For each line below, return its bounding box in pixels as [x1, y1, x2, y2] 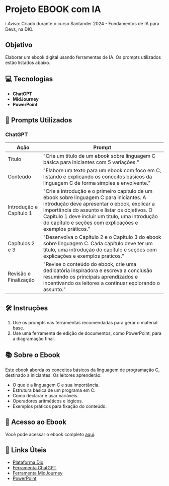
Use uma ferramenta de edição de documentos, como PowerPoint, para [12, 330, 162, 336]
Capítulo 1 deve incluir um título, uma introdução [43, 213, 158, 220]
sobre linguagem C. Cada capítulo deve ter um [43, 240, 153, 247]
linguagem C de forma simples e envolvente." [43, 180, 151, 187]
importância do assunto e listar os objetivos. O [43, 206, 153, 214]
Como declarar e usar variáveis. [12, 392, 79, 398]
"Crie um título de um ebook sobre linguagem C [43, 153, 156, 160]
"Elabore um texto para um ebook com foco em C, [43, 167, 161, 174]
